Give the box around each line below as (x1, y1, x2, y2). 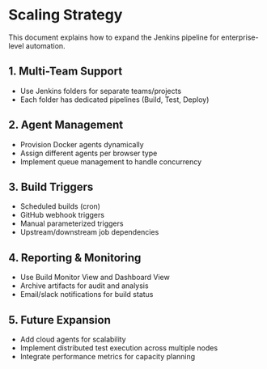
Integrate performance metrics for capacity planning (19, 352, 196, 361)
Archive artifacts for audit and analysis (19, 281, 149, 291)
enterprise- (221, 32, 259, 42)
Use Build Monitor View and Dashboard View (19, 273, 170, 282)
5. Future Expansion (8, 313, 111, 327)
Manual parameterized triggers (19, 218, 124, 228)
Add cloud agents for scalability (19, 334, 127, 344)
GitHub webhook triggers (19, 210, 105, 220)
